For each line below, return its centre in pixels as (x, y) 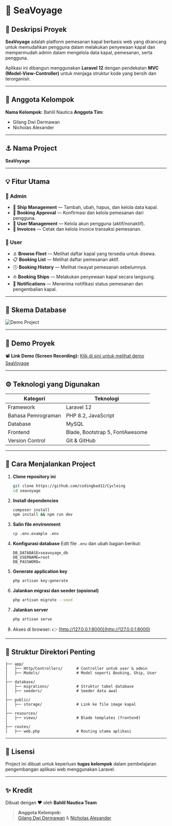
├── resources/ (21, 713)
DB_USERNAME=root (31, 557)
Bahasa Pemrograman (35, 416)
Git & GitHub (81, 441)
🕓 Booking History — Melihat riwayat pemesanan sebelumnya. (80, 267)
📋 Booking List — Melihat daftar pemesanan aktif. (66, 259)
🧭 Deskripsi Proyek (36, 29)
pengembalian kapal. (35, 289)
